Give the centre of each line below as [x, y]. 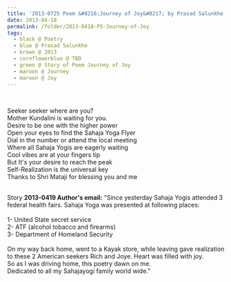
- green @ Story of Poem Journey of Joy [72, 65]
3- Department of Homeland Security [60, 234]
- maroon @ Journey [41, 71]
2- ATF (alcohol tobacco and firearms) [61, 227]
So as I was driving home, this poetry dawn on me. [79, 264]
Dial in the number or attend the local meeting [72, 140]
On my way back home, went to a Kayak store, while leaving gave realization [116, 249]
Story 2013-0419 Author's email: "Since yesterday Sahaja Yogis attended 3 [115, 198]
